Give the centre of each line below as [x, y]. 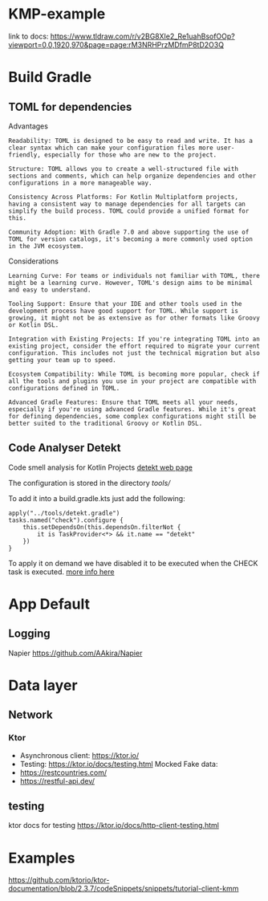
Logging [29, 634]
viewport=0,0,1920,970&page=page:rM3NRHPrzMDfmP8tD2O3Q [116, 44]
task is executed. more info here [61, 572]
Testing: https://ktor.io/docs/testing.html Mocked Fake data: [119, 764]
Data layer [43, 685]
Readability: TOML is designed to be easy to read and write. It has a [130, 141]
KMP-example [57, 14]
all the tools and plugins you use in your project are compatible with [132, 381]
